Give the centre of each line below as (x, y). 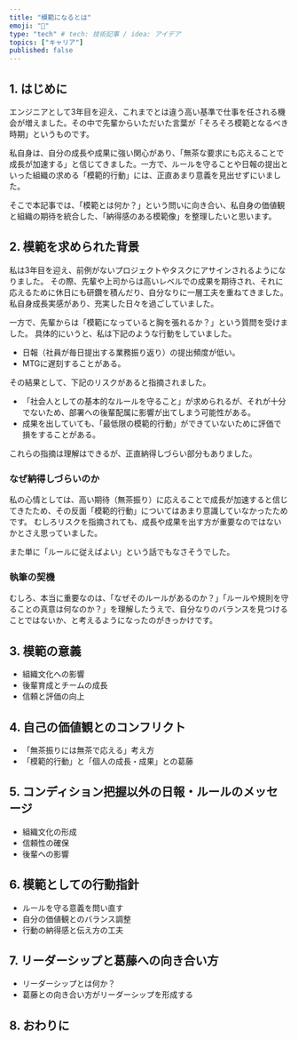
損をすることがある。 (61, 434)
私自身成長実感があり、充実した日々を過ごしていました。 (114, 303)
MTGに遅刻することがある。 (74, 363)
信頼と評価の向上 (53, 696)
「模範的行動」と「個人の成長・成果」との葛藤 (107, 761)
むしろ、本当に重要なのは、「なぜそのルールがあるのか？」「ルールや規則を (145, 598)
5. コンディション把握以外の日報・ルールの (126, 792)
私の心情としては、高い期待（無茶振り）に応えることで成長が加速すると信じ (149, 500)
